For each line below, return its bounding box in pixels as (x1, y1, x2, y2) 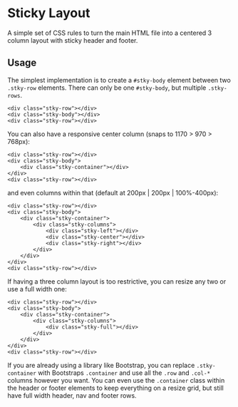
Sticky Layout (7, 5, 90, 21)
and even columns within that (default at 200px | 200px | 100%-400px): (7, 188, 219, 197)
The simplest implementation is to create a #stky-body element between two (7, 76, 232, 84)
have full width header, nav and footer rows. (7, 391, 137, 400)
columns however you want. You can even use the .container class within (7, 376, 225, 384)
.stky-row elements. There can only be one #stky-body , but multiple (7, 83, 207, 92)
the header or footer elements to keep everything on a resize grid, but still (7, 383, 224, 392)
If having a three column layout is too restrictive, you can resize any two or (7, 277, 227, 286)
